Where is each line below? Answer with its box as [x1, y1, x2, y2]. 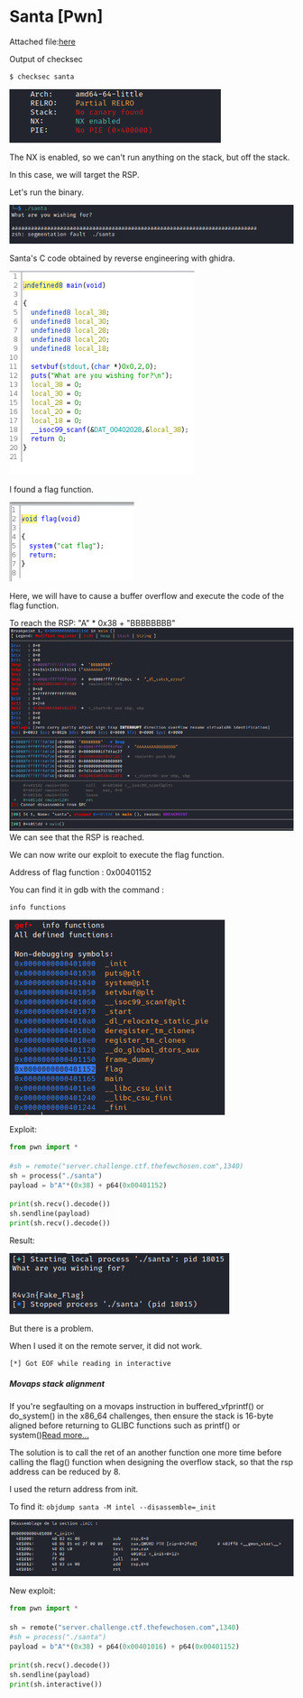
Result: [9, 1235, 35, 1246]
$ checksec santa [9, 72, 75, 81]
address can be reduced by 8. [9, 1466, 122, 1477]
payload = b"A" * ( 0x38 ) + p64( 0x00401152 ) [9, 1180, 168, 1190]
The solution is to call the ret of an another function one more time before [9, 1447, 282, 1458]
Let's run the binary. [9, 187, 84, 198]
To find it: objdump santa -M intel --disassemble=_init [9, 1501, 216, 1512]
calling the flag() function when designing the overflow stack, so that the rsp [9, 1457, 294, 1468]
